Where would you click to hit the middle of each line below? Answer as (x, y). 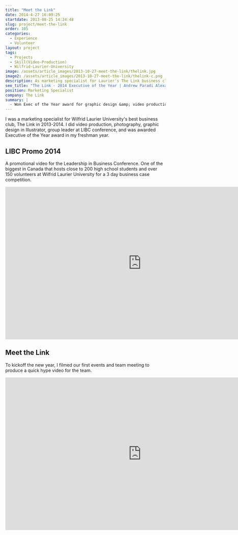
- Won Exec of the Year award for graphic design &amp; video (77, 105)
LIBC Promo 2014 (33, 151)
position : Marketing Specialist (39, 90)
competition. (19, 180)
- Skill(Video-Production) (38, 62)
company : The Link (25, 95)
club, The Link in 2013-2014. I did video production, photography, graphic (82, 125)
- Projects (21, 57)
